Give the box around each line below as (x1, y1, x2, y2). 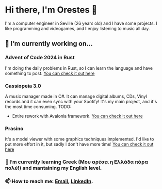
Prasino (5, 125, 24, 132)
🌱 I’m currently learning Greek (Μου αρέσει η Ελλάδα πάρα (5, 158, 148, 165)
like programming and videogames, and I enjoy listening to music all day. (5, 25, 150, 31)
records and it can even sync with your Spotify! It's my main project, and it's (5, 98, 157, 104)
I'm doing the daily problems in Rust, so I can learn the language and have (5, 65, 153, 71)
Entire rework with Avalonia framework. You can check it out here (12, 113, 143, 119)
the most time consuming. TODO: (5, 104, 72, 110)
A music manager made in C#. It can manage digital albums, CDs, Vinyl (5, 93, 147, 99)
